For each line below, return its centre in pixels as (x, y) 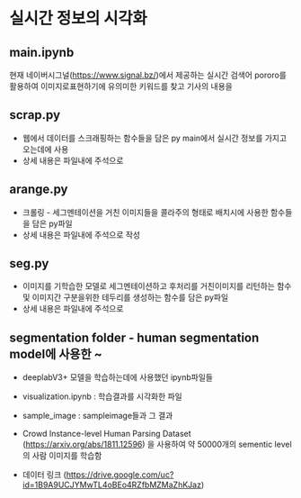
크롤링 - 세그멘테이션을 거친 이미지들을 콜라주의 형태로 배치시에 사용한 (146, 212)
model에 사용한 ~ (56, 353)
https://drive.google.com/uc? (120, 475)
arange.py (39, 190)
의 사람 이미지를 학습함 (62, 456)
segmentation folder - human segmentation (134, 337)
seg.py (29, 263)
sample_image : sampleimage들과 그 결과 (97, 416)
